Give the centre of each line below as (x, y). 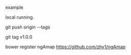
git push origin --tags (28, 27)
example (14, 7)
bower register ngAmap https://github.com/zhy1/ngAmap (65, 47)
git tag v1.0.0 (19, 37)
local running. (20, 17)
